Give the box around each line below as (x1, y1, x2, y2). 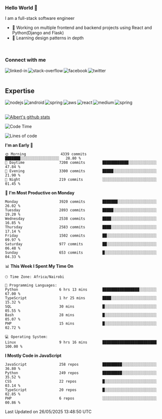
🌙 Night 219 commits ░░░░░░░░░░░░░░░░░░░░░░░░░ (5, 177, 157, 182)
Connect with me (5, 57, 46, 64)
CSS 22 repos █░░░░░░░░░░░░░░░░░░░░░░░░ (5, 379, 157, 384)
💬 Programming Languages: (5, 283, 57, 288)
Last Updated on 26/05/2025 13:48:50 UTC (5, 409, 92, 415)
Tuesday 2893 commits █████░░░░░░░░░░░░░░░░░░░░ (5, 208, 157, 213)
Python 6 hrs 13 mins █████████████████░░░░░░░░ (5, 287, 157, 292)
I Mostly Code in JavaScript (5, 353, 62, 358)
